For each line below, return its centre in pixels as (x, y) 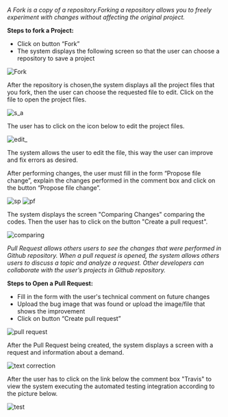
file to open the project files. (47, 99)
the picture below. (33, 393)
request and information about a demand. (66, 352)
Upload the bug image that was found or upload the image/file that (111, 304)
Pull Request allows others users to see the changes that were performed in (114, 248)
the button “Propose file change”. (54, 188)
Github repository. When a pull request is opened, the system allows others (113, 255)
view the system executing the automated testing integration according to (111, 386)
